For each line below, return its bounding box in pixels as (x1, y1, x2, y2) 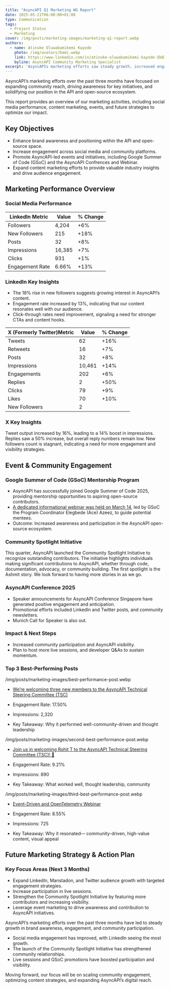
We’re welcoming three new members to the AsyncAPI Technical (12, 686, 148, 692)
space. (28, 143, 43, 149)
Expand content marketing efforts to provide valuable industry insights (12, 165, 160, 171)
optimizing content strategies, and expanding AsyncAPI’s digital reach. (5, 977, 152, 983)
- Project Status (10, 26, 47, 31)
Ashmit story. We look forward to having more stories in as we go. (5, 571, 143, 578)
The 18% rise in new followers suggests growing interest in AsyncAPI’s (12, 290, 160, 296)
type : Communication (5, 17, 49, 22)
